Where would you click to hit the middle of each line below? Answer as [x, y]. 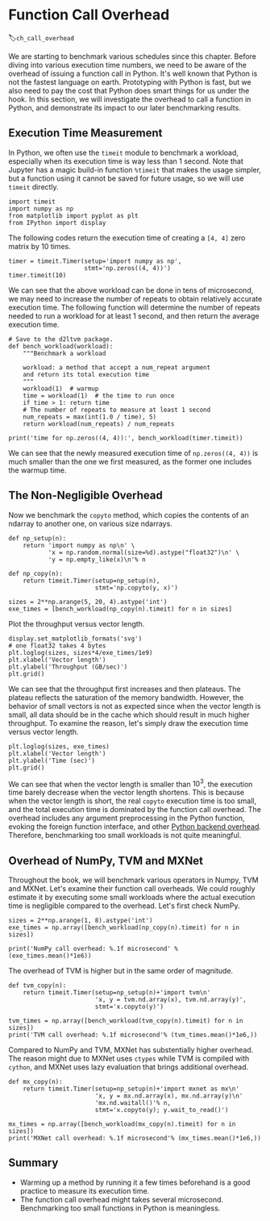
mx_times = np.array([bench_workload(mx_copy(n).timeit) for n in [122, 1124]
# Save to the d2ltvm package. [61, 339]
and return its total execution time [86, 374]
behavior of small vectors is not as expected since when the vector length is [135, 706]
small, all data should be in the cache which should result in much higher [129, 715]
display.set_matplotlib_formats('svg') [75, 639]
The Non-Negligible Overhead [85, 496]
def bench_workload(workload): [61, 346]
